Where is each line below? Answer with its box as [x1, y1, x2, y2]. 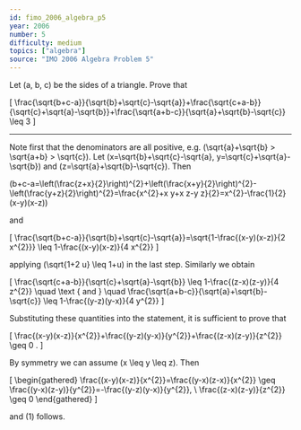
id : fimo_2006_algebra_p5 [9, 13, 106, 22]
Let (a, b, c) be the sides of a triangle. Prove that [9, 80, 188, 90]
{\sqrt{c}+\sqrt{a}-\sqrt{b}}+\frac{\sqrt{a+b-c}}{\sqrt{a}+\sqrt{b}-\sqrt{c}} [9, 107, 287, 117]
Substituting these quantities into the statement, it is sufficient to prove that [9, 313, 287, 323]
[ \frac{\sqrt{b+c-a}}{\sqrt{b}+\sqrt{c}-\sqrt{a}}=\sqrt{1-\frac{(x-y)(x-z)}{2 [9, 233, 286, 242]
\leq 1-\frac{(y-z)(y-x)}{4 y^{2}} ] [43, 295, 165, 306]
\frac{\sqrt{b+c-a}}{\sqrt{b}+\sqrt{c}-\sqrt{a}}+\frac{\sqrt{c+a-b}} [14, 97, 262, 108]
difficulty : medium [9, 38, 82, 48]
